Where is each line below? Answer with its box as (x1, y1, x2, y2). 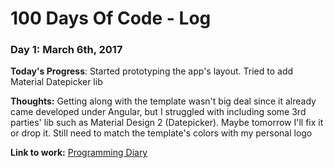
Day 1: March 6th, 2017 (10, 43, 123, 57)
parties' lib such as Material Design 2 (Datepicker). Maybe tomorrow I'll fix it (10, 117, 324, 129)
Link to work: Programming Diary (10, 147, 148, 159)
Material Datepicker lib (10, 76, 103, 88)
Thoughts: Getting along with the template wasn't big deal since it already (10, 95, 317, 107)
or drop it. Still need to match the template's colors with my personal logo (10, 127, 313, 139)
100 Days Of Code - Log (10, 7, 212, 30)
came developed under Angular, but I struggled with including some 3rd (10, 106, 307, 118)
